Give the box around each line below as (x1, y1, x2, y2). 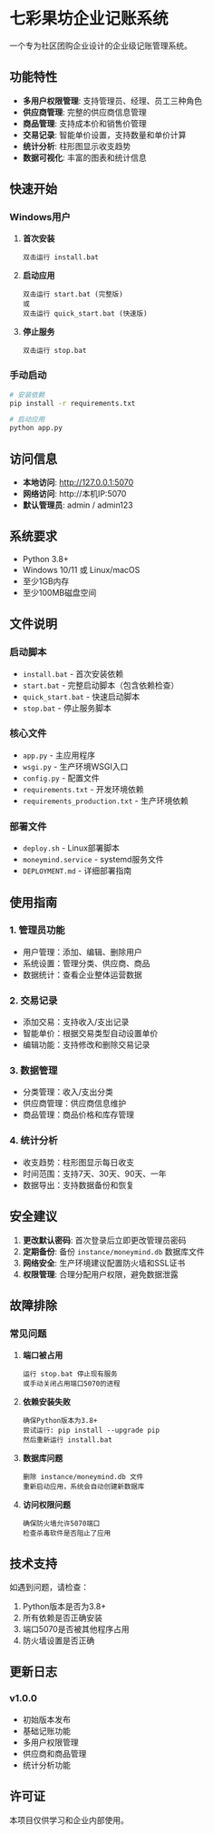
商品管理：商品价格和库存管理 (22, 1109, 134, 1120)
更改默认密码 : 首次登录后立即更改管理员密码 (22, 1234, 187, 1245)
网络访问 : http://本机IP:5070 (22, 489, 127, 499)
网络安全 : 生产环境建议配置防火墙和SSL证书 (22, 1257, 186, 1268)
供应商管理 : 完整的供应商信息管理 (22, 106, 147, 117)
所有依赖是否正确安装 (22, 1612, 102, 1624)
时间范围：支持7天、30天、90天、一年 (22, 1168, 167, 1179)
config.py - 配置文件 (22, 772, 100, 783)
